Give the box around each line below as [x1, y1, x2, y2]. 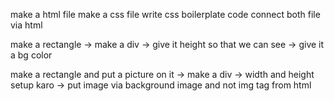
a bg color [10, 49, 53, 61]
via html [10, 19, 43, 31]
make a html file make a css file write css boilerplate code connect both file [10, 9, 321, 20]
